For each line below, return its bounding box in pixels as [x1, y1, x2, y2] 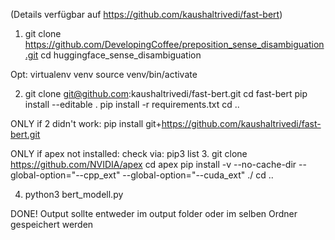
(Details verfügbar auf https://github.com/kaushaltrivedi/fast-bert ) [10, 9, 283, 20]
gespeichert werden [10, 219, 94, 230]
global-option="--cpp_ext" [10, 169, 121, 181]
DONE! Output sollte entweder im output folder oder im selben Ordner [10, 208, 298, 219]
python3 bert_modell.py [24, 189, 124, 200]
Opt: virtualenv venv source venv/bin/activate [10, 69, 198, 80]
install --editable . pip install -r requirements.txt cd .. [24, 99, 240, 110]
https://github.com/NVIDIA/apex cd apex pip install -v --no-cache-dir [10, 159, 297, 170]
